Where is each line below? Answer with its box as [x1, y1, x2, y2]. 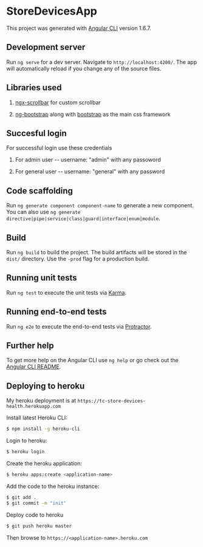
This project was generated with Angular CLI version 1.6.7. [6, 24, 151, 32]
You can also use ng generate [6, 209, 81, 216]
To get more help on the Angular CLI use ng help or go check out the [6, 357, 179, 364]
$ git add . [6, 494, 36, 501]
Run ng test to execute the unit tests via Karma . [6, 288, 126, 296]
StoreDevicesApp [6, 4, 97, 18]
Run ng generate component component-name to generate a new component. [6, 202, 194, 209]
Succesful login [6, 128, 67, 138]
